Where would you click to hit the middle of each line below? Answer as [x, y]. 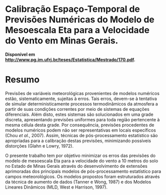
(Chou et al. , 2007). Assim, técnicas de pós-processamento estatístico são [82, 135]
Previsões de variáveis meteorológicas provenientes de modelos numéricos [82, 93]
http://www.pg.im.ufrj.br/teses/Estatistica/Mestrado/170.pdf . [70, 59]
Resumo [22, 80]
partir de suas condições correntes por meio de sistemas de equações [77, 109]
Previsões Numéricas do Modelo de [80, 20]
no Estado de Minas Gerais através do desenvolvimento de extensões [76, 166]
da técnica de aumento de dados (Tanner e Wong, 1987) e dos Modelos [78, 182]
